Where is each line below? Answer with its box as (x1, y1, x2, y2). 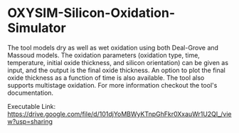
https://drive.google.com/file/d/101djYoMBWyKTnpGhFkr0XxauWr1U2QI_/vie (7, 110, 232, 118)
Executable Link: (7, 102, 56, 110)
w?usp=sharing (7, 117, 53, 125)
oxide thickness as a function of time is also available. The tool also (7, 73, 205, 82)
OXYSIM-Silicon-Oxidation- (7, 5, 176, 21)
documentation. (7, 88, 54, 97)
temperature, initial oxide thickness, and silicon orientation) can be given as (7, 58, 229, 66)
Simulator (7, 20, 66, 36)
